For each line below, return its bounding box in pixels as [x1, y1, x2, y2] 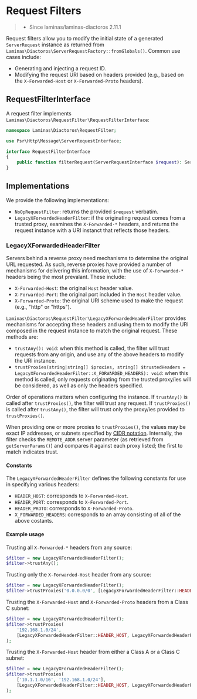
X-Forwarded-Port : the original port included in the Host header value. [14, 291, 182, 298]
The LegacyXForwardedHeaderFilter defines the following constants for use [6, 475, 186, 482]
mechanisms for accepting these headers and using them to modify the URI [6, 321, 189, 328]
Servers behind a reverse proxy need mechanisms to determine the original [6, 255, 189, 262]
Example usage [6, 530, 45, 537]
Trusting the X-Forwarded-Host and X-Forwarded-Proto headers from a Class [6, 599, 189, 606]
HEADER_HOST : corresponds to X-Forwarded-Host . [14, 492, 129, 499]
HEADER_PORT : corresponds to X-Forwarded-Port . [14, 499, 129, 506]
